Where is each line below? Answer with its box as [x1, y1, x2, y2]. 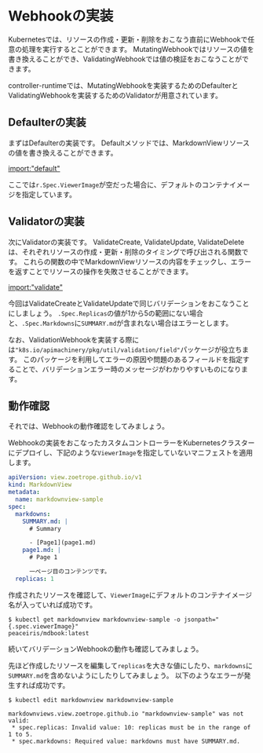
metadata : [8, 488, 41, 496]
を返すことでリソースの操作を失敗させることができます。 [8, 266, 193, 276]
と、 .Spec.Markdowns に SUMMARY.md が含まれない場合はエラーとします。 [8, 318, 233, 327]
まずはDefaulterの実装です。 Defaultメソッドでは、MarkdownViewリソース [8, 138, 250, 148]
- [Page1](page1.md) [28, 539, 97, 546]
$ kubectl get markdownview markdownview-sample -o [8, 616, 181, 623]
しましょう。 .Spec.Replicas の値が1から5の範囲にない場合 [14, 308, 204, 318]
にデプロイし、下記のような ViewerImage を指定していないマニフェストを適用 [8, 448, 254, 458]
